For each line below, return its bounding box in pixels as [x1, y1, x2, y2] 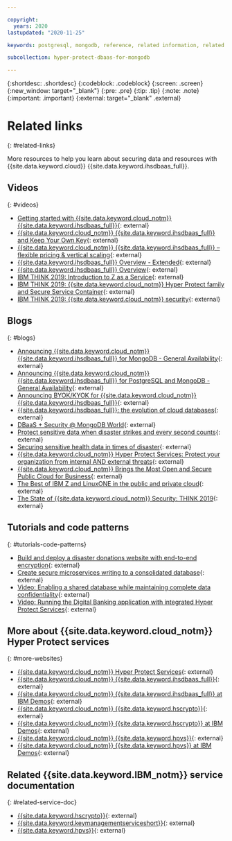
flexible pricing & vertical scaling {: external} [17, 250, 142, 259]
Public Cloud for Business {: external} [17, 472, 123, 480]
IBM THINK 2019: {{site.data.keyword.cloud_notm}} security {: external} [17, 295, 221, 303]
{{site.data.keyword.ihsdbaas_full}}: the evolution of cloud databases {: [17, 406, 220, 414]
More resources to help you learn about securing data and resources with [7, 155, 217, 163]
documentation [7, 779, 75, 791]
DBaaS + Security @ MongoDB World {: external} [17, 420, 156, 428]
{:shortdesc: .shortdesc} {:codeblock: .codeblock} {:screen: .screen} [7, 79, 204, 87]
